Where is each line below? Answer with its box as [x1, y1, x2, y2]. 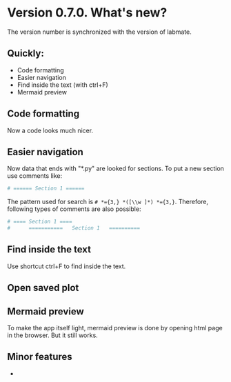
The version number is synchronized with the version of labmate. [7, 28, 192, 36]
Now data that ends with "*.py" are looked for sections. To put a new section [7, 164, 224, 173]
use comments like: [7, 172, 63, 180]
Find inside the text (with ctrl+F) [17, 81, 108, 89]
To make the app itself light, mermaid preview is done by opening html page [7, 324, 223, 332]
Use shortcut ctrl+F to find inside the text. [7, 262, 126, 270]
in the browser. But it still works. [7, 331, 98, 339]
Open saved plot [7, 282, 79, 294]
